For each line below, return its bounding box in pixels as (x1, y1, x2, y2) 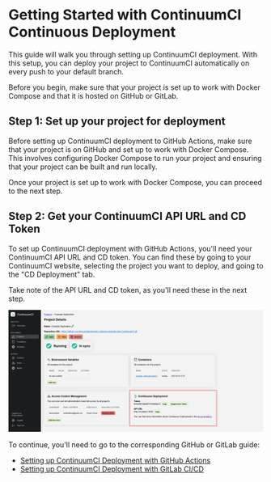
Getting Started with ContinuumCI (8, 6, 242, 24)
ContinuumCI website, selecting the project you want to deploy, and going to (8, 260, 264, 270)
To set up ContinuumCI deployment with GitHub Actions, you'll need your (8, 243, 252, 253)
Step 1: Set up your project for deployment (8, 115, 226, 129)
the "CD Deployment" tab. (8, 269, 95, 279)
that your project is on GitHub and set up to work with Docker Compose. (8, 144, 249, 154)
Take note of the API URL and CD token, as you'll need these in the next (8, 285, 248, 294)
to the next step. (8, 186, 63, 196)
